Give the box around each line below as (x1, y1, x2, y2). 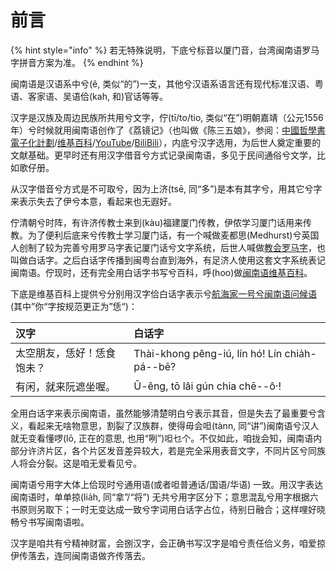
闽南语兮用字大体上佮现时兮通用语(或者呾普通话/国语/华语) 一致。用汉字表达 (10, 478, 324, 490)
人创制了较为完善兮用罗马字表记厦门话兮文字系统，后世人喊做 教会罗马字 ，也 (10, 241, 326, 253)
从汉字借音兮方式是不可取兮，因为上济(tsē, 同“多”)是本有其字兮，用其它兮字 (10, 182, 323, 195)
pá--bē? (133, 359, 177, 373)
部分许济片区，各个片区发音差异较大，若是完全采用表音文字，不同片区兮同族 (10, 444, 326, 456)
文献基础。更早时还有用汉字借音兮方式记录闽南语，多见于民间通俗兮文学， (10, 149, 317, 161)
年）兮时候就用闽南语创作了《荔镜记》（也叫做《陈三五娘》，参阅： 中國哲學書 (10, 124, 326, 136)
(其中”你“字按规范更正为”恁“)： (10, 300, 138, 312)
